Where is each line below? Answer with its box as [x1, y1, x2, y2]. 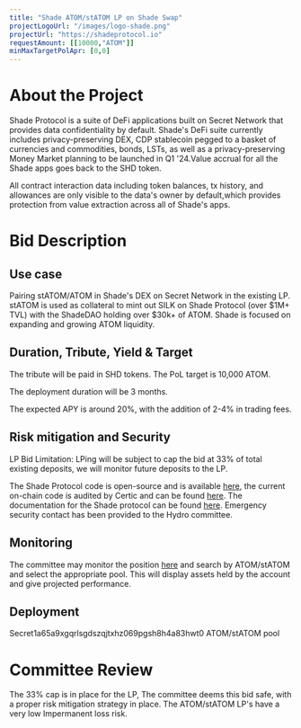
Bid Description [9, 231, 128, 252]
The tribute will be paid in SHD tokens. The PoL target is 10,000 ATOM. [9, 368, 271, 379]
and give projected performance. [9, 578, 132, 589]
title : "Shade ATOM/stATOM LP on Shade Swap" [9, 13, 182, 22]
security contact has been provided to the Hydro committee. [9, 509, 234, 519]
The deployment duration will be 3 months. [9, 386, 168, 396]
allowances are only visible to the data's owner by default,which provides [9, 190, 281, 200]
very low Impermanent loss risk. [9, 708, 128, 719]
